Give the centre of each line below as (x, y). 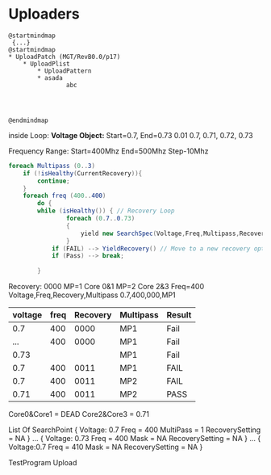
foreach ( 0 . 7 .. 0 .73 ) (100, 219)
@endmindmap (28, 120)
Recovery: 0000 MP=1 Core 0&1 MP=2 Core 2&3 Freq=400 (106, 287)
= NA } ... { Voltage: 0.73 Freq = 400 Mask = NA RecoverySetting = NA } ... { (135, 439)
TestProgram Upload (43, 463)
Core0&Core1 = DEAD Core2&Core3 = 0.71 (79, 414)
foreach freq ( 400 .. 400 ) (65, 196)
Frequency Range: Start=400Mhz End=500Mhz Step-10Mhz (108, 151)
